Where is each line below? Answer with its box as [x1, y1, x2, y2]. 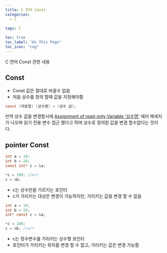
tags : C [5, 26, 21, 31]
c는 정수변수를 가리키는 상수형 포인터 [12, 236, 85, 241]
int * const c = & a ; [5, 212, 46, 217]
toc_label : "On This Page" [5, 40, 61, 45]
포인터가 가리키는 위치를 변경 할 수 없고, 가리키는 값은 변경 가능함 [12, 242, 139, 248]
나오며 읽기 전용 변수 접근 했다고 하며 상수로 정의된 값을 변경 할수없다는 [10, 120, 149, 126]
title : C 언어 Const [5, 7, 46, 13]
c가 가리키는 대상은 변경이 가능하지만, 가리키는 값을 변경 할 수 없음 [12, 193, 141, 199]
